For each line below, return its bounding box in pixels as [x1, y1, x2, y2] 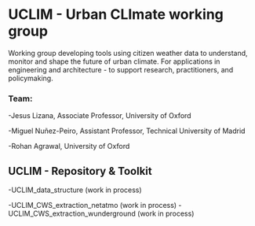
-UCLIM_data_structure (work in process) [8, 185, 143, 195]
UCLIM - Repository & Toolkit [8, 164, 152, 178]
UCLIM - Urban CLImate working [8, 6, 224, 24]
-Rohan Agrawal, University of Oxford [8, 142, 130, 151]
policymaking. [8, 73, 53, 83]
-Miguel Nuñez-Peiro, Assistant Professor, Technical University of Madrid [8, 126, 246, 135]
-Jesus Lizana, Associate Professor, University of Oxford [8, 111, 191, 120]
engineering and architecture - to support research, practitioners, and [8, 65, 234, 74]
